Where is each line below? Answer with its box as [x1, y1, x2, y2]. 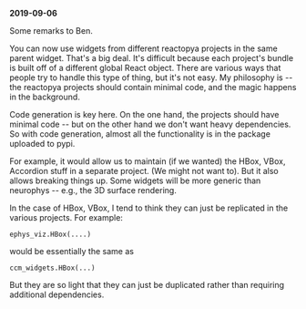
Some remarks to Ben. [9, 26, 93, 36]
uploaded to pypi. [9, 139, 76, 149]
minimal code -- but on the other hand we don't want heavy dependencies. [9, 118, 291, 129]
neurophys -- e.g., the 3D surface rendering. [9, 185, 178, 195]
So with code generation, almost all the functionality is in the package [9, 129, 271, 139]
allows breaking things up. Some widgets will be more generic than [9, 175, 261, 186]
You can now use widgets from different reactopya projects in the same [9, 43, 278, 54]
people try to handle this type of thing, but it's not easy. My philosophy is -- [9, 72, 293, 83]
